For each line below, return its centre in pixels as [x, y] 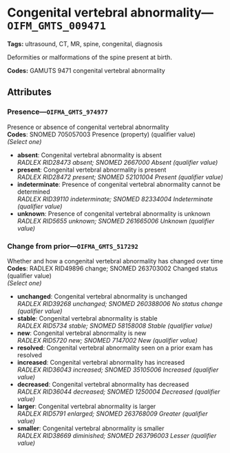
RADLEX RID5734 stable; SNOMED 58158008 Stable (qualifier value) [115, 325]
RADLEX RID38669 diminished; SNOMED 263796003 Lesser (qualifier [117, 435]
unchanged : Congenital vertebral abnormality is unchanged [102, 296]
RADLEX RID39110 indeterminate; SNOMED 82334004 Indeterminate [115, 199]
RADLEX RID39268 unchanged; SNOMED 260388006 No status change [120, 303]
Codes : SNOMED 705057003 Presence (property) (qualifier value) [102, 134]
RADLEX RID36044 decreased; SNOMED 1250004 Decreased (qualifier [118, 392]
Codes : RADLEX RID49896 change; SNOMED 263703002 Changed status [113, 268]
